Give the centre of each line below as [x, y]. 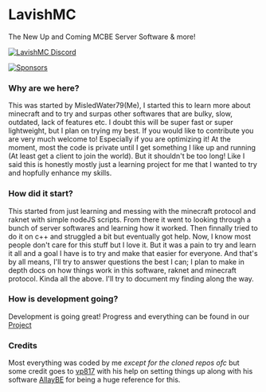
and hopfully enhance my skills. [60, 173]
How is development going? [63, 299]
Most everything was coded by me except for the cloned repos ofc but [124, 363]
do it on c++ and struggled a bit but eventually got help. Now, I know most [129, 236]
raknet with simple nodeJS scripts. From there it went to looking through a [130, 219]
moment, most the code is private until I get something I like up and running [132, 148]
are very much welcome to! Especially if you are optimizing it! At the [119, 139]
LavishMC [42, 15]
